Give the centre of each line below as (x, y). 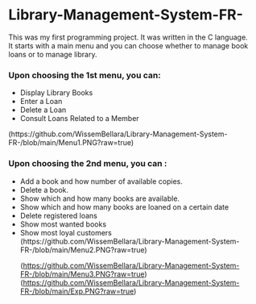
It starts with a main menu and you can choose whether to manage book (128, 45)
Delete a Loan (43, 110)
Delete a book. (44, 189)
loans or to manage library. (53, 54)
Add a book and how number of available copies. (101, 181)
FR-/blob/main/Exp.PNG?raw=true (77, 291)
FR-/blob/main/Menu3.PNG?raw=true (82, 274)
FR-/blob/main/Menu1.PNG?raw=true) (71, 143)
